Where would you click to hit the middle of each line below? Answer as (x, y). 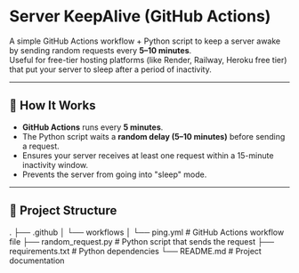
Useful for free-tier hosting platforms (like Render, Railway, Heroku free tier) (148, 60)
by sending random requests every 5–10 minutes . (101, 50)
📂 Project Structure (63, 211)
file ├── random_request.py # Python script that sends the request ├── (141, 241)
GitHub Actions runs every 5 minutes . (93, 127)
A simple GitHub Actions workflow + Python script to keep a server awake (145, 41)
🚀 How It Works (53, 105)
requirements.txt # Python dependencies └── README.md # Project (136, 251)
